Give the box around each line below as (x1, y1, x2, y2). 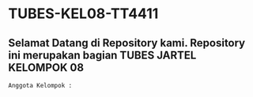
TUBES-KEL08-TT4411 (8, 5, 159, 23)
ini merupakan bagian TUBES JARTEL (8, 48, 197, 62)
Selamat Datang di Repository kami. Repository (8, 36, 246, 50)
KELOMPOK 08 (8, 61, 85, 74)
